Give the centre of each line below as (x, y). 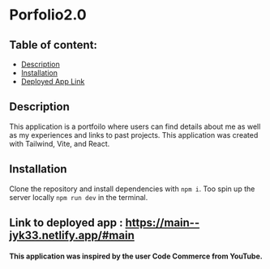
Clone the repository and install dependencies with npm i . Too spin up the (132, 189)
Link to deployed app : (66, 223)
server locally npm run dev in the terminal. (79, 197)
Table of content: (54, 45)
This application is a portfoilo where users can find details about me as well (135, 126)
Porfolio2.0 (48, 15)
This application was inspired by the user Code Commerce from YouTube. (136, 256)
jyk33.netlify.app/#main (72, 235)
